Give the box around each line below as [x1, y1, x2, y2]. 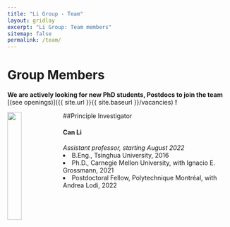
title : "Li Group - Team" [7, 10, 83, 18]
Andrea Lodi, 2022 [63, 181, 118, 190]
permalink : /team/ [7, 37, 61, 44]
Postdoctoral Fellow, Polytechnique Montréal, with [71, 174, 217, 182]
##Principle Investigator [63, 112, 133, 120]
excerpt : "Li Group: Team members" [7, 23, 112, 30]
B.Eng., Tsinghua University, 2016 [71, 151, 169, 160]
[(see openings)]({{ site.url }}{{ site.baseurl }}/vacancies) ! [7, 98, 178, 107]
